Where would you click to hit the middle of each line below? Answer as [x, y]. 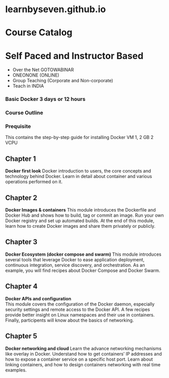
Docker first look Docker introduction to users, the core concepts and [78, 171]
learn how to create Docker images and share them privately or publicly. [80, 226]
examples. [16, 370]
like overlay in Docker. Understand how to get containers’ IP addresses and [83, 354]
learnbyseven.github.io [56, 9]
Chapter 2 [21, 198]
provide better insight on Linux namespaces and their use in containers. [80, 315]
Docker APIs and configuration [38, 298]
